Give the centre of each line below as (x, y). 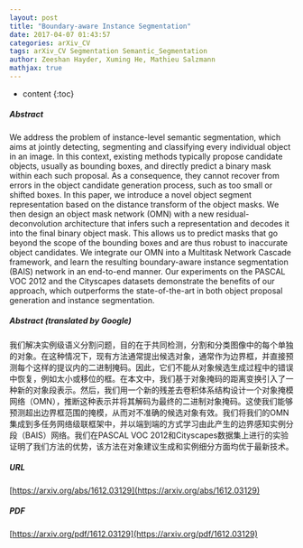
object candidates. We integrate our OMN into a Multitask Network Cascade (150, 252)
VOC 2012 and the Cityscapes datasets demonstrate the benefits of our (142, 281)
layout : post (34, 18)
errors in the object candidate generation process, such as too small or (141, 185)
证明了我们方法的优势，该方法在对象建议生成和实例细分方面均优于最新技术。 (151, 446)
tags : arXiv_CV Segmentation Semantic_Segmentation (108, 51)
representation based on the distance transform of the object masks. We (144, 204)
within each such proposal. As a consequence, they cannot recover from (144, 175)
